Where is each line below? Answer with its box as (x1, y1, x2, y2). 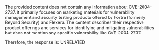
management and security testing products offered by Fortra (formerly (5, 15, 146, 20)
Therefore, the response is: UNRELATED (5, 39, 86, 45)
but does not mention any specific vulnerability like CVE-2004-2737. (5, 30, 142, 35)
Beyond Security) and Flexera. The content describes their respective (5, 19, 144, 25)
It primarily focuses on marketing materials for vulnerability (16, 9, 135, 15)
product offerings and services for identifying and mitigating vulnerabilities (5, 25, 154, 31)
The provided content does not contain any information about (5, 4, 128, 10)
